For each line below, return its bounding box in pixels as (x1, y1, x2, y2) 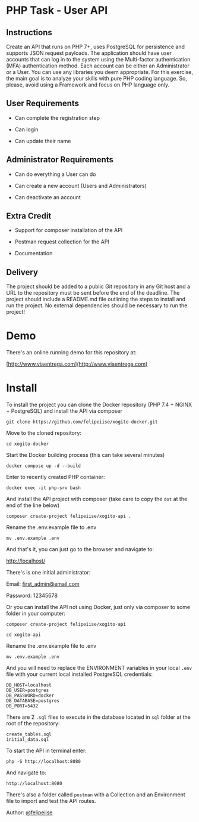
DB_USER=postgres (6, 687, 49, 694)
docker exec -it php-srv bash (6, 485, 81, 491)
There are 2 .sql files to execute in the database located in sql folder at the (6, 713, 191, 721)
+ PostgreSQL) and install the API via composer (6, 407, 123, 415)
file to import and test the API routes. (6, 798, 96, 805)
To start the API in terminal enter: (6, 747, 87, 755)
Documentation (14, 250, 53, 257)
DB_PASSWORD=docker (6, 693, 55, 699)
